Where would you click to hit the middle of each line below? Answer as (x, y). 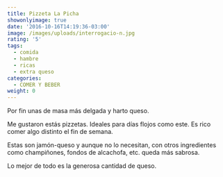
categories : (24, 78)
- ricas (25, 65)
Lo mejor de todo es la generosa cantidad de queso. (82, 166)
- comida (26, 53)
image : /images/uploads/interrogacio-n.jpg (71, 33)
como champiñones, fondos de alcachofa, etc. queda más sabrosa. (104, 153)
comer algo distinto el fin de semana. (60, 132)
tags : (15, 46)
